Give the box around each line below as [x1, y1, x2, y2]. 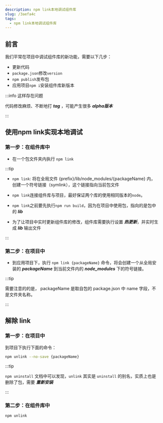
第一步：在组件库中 [5, 144, 50, 151]
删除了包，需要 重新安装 [5, 379, 54, 385]
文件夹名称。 [9, 292, 35, 297]
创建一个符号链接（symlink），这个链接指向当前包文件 [12, 182, 120, 187]
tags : [5, 16, 16, 21]
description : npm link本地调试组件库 [5, 7, 76, 12]
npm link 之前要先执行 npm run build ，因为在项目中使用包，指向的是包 [12, 202, 152, 208]
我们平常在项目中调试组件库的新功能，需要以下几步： [5, 54, 112, 60]
